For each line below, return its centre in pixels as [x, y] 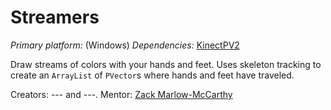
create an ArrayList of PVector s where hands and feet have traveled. [152, 75]
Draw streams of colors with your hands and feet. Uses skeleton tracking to [166, 64]
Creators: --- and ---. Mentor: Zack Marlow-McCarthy [121, 94]
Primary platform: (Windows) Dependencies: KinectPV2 [125, 45]
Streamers [55, 17]
